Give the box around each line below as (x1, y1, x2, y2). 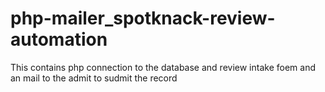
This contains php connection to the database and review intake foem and (10, 61, 316, 73)
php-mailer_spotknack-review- (10, 7, 276, 30)
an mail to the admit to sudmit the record (10, 72, 178, 84)
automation (10, 28, 108, 51)
